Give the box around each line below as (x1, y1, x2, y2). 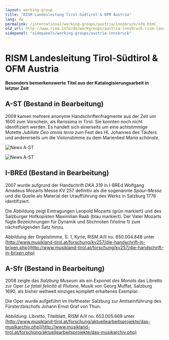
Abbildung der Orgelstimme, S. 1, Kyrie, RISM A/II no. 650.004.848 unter (5, 234, 155, 240)
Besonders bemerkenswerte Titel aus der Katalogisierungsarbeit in (5, 80, 149, 86)
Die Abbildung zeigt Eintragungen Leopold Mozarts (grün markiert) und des (5, 208, 162, 214)
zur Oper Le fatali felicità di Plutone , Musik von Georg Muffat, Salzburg (5, 283, 152, 289)
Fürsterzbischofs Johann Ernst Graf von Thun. (5, 303, 102, 310)
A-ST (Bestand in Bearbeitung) (5, 100, 104, 108)
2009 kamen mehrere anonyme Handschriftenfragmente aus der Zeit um (5, 113, 156, 119)
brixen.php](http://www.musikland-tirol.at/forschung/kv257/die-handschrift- (5, 244, 164, 250)
